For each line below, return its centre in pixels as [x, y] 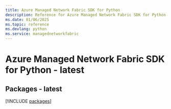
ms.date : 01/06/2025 [27, 19]
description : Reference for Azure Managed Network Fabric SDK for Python [86, 15]
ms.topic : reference [27, 24]
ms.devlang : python [26, 29]
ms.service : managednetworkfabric [42, 34]
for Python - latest [45, 70]
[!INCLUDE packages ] [28, 101]
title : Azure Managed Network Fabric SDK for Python [63, 10]
